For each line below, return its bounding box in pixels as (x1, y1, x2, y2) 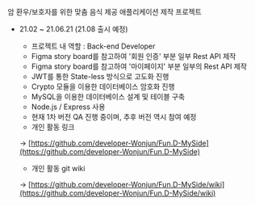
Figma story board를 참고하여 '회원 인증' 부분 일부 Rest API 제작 (31, 52, 236, 61)
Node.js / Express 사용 (31, 102, 106, 111)
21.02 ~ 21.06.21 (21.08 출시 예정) (19, 24, 128, 34)
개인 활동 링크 (31, 122, 75, 132)
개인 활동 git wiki (31, 164, 86, 173)
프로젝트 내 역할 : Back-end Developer (31, 41, 156, 51)
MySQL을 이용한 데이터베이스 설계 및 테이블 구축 (31, 92, 186, 101)
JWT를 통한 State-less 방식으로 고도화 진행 (31, 72, 169, 81)
